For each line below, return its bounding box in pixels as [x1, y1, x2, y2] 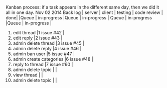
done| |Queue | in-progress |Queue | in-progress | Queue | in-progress [6, 15, 152, 20]
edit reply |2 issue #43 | [13, 35, 63, 41]
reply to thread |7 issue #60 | [13, 62, 73, 67]
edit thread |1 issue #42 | [13, 30, 65, 35]
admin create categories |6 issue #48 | [13, 56, 93, 62]
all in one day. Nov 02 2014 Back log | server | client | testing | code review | [6, 9, 163, 15]
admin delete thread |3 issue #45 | [13, 40, 85, 46]
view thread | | [13, 72, 43, 78]
